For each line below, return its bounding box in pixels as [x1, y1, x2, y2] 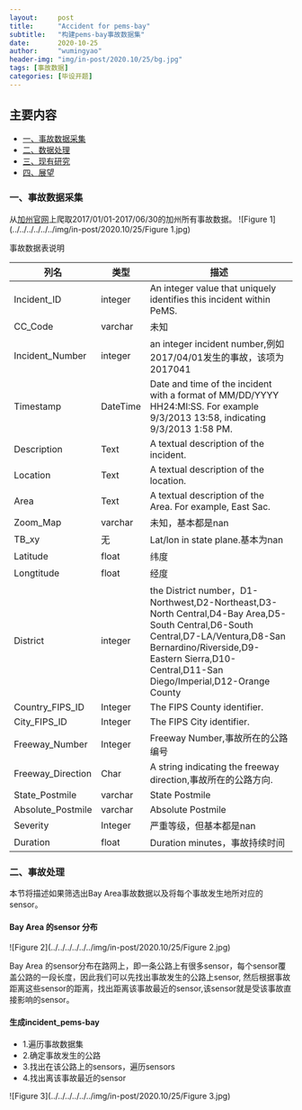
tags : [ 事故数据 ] [9, 64, 69, 73]
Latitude [13, 550, 49, 562]
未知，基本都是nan [149, 516, 229, 529]
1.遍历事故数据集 [22, 1038, 84, 1050]
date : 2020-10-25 [9, 38, 99, 48]
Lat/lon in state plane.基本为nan [149, 533, 284, 546]
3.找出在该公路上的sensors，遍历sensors [22, 1060, 175, 1072]
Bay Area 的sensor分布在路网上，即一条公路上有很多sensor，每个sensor [9, 960, 279, 971]
